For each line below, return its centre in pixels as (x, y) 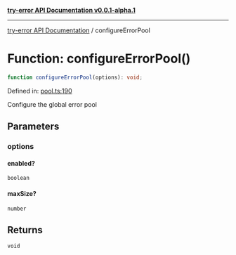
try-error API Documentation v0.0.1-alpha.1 (71, 10)
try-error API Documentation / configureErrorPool (79, 30)
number (17, 209)
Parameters (33, 127)
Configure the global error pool (52, 104)
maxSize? (22, 193)
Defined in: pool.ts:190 (40, 91)
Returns (25, 230)
